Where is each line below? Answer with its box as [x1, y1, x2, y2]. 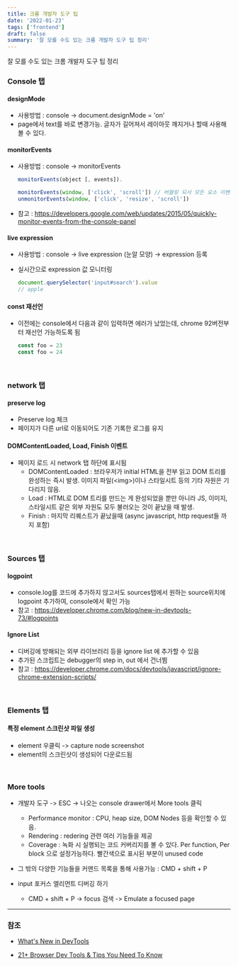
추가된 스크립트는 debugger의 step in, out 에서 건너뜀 [17, 656, 168, 664]
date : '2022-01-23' [7, 17, 65, 24]
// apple [17, 286, 44, 293]
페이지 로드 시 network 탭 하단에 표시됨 [17, 458, 127, 467]
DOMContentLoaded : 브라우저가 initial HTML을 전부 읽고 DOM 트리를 [28, 467, 227, 476]
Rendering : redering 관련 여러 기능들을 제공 [28, 831, 153, 840]
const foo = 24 [17, 348, 63, 356]
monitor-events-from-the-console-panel [17, 217, 136, 226]
